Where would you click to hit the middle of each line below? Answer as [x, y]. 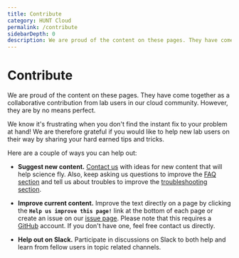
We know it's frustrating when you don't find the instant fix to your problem [117, 124]
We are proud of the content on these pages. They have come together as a [118, 95]
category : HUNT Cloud [39, 21]
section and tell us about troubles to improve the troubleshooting [112, 182]
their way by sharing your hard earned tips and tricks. [86, 139]
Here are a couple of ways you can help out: [72, 153]
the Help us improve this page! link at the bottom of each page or [115, 211]
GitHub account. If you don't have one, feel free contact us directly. [116, 226]
